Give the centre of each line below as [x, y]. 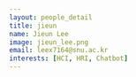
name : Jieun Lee [39, 34]
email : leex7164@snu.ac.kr [59, 50]
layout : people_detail [51, 17]
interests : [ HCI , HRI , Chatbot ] [68, 58]
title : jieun [33, 26]
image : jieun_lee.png [49, 42]
